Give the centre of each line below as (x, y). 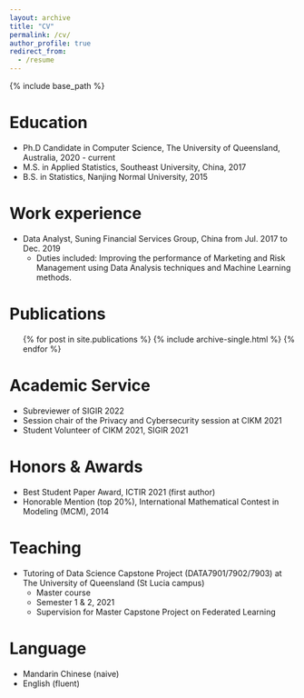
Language (48, 648)
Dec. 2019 (41, 248)
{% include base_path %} (57, 86)
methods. (54, 277)
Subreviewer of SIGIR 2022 (74, 411)
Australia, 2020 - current (69, 157)
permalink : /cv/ (40, 35)
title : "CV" (32, 26)
